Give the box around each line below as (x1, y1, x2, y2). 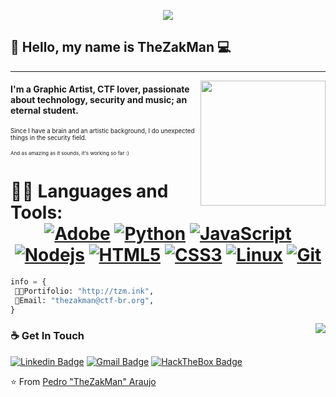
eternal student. (10, 105, 79, 117)
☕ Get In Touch (10, 329, 85, 343)
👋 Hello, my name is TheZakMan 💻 (10, 39, 232, 56)
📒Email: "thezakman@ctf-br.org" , (14, 295, 155, 305)
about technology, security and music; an (10, 94, 188, 106)
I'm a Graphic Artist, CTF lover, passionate (10, 83, 190, 95)
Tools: (10, 201, 63, 224)
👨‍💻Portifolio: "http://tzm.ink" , (14, 286, 155, 296)
